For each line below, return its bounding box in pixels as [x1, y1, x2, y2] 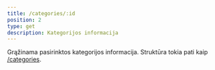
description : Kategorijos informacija [7, 29, 119, 36]
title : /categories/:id [7, 10, 76, 17]
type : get [7, 23, 36, 30]
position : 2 [7, 16, 41, 23]
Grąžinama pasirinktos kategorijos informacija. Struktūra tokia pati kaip [7, 48, 208, 56]
